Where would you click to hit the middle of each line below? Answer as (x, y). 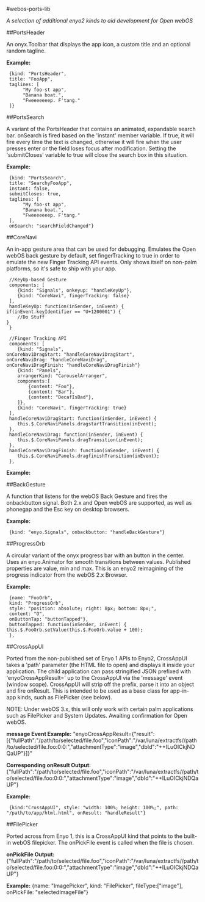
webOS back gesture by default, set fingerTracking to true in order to (93, 255)
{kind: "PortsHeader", (38, 74)
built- (191, 836)
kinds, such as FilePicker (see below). (65, 697)
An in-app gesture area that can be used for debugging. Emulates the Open (101, 249)
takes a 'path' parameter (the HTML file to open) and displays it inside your (101, 665)
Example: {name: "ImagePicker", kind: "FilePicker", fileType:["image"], (95, 886)
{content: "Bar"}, (52, 392)
